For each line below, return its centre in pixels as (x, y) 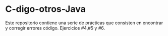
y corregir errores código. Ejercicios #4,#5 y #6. (55, 28)
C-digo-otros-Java (45, 9)
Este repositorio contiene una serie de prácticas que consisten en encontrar (84, 23)
